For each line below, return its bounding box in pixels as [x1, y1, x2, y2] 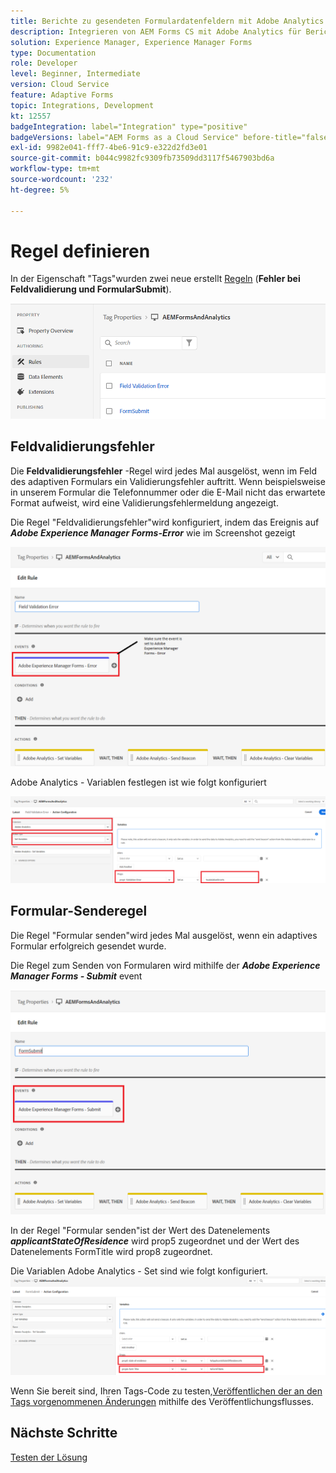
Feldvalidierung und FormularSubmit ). [10, 283, 172, 295]
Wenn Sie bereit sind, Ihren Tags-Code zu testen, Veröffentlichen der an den [10, 1385, 323, 1397]
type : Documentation [10, 48, 97, 58]
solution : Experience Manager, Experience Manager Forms [10, 37, 253, 47]
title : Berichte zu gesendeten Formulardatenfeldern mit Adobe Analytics [10, 16, 325, 26]
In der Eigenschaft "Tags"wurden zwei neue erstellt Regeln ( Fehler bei [10, 273, 301, 285]
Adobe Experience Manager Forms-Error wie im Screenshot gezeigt [10, 526, 296, 539]
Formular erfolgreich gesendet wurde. [10, 940, 167, 952]
